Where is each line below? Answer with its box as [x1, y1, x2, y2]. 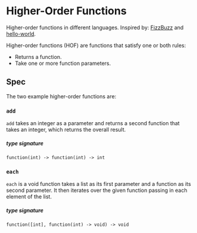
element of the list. [6, 193, 52, 200]
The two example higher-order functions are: [6, 92, 117, 100]
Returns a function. [14, 53, 62, 60]
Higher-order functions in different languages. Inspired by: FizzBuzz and [6, 24, 184, 31]
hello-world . [6, 30, 36, 37]
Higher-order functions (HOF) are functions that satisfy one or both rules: [6, 42, 186, 49]
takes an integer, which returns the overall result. [6, 126, 126, 133]
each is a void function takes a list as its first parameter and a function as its [6, 181, 192, 188]
